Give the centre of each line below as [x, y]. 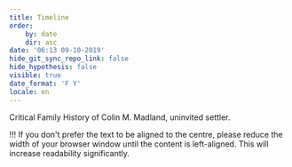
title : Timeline [39, 17]
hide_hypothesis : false [53, 68]
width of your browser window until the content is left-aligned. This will [139, 144]
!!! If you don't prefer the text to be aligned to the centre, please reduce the [146, 134]
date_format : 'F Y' [45, 83]
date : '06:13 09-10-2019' [57, 51]
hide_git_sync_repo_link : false [69, 59]
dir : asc [41, 42]
